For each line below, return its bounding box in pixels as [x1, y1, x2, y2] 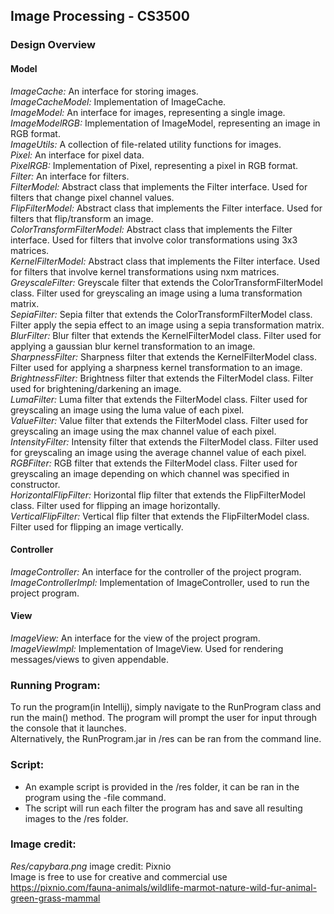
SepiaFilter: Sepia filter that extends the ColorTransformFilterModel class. [10, 308, 313, 320]
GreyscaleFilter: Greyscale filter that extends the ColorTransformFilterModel [10, 276, 323, 288]
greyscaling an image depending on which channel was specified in [10, 467, 290, 479]
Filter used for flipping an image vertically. [10, 520, 184, 533]
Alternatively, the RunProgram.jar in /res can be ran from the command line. [10, 733, 322, 745]
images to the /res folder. [24, 812, 129, 824]
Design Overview [10, 38, 97, 52]
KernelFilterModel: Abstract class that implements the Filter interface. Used [10, 255, 321, 267]
